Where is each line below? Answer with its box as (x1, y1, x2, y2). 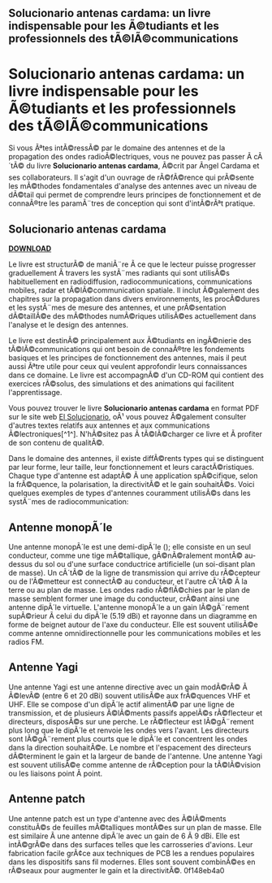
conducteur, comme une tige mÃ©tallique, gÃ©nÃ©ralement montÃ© (8, 550, 244, 560)
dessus (8, 559, 33, 568)
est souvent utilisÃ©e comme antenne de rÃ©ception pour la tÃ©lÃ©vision (8, 759, 261, 769)
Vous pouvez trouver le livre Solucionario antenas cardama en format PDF (8, 403, 260, 413)
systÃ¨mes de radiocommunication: (8, 497, 129, 507)
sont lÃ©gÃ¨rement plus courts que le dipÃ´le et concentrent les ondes (8, 733, 248, 743)
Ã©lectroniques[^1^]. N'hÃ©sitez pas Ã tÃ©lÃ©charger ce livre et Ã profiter (8, 429, 262, 439)
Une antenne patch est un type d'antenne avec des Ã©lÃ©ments (8, 813, 227, 824)
